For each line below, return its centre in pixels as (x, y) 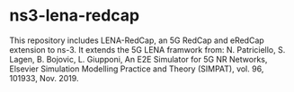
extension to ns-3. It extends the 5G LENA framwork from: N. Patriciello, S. (147, 49)
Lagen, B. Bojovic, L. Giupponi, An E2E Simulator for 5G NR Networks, (138, 59)
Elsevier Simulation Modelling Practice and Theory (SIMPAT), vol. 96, (137, 69)
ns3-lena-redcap (75, 16)
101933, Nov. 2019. (44, 78)
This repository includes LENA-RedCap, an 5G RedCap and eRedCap (137, 40)
